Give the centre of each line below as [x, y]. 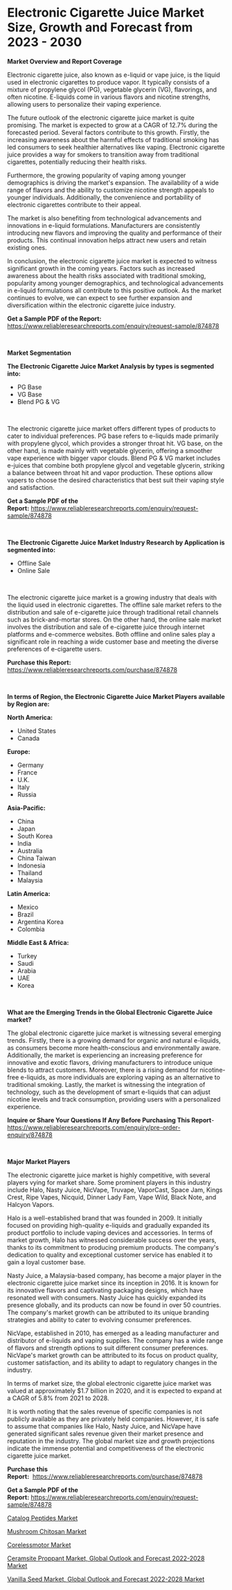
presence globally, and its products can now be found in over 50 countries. [114, 1305]
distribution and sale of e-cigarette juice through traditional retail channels [113, 612]
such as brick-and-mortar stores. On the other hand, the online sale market [114, 619]
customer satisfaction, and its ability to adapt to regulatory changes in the [112, 1362]
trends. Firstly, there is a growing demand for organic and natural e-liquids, [114, 1040]
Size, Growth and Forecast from [100, 27]
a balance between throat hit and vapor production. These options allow [110, 472]
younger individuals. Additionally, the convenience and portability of [104, 197]
